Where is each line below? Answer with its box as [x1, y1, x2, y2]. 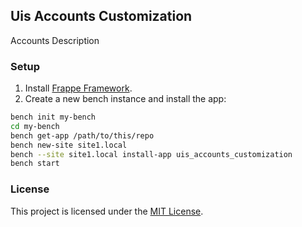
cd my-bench [10, 121, 60, 131]
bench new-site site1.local [10, 140, 128, 150]
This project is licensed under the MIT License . [10, 205, 204, 217]
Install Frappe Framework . [24, 82, 133, 94]
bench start [10, 159, 60, 169]
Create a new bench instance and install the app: [24, 93, 227, 105]
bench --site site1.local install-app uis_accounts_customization [10, 149, 293, 159]
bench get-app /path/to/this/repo [10, 130, 155, 141]
